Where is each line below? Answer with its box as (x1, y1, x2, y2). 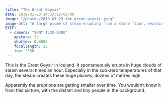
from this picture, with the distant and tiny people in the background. (5, 87, 146, 93)
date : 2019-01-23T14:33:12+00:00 (5, 12, 75, 17)
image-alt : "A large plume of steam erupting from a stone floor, (5, 21, 146, 26)
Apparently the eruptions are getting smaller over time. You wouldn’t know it (5, 82, 161, 88)
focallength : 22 (14, 44, 48, 49)
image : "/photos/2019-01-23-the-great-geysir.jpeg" (5, 16, 114, 21)
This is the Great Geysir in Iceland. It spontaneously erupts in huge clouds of (5, 62, 162, 68)
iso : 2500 (14, 48, 35, 53)
